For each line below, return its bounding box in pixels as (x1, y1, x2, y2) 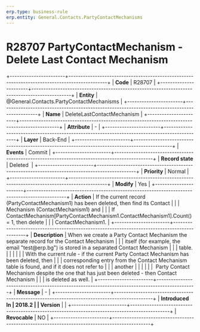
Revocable (6, 314, 33, 321)
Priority (144, 168, 164, 175)
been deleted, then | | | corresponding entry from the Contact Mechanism (6, 257, 187, 264)
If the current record (95, 193, 146, 200)
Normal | (167, 168, 189, 175)
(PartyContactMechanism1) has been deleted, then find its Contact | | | (6, 200, 180, 207)
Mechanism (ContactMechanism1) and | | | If (6, 206, 115, 213)
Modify (115, 181, 134, 188)
